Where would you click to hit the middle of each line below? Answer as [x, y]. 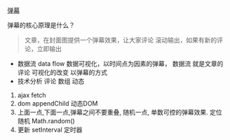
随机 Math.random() [46, 121]
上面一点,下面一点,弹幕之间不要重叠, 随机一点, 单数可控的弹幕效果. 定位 [120, 112]
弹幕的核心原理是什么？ [41, 25]
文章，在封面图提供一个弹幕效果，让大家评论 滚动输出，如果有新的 [121, 40]
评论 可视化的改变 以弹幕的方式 [62, 72]
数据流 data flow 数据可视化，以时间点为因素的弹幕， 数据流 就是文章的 [120, 64]
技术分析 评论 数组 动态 [51, 81]
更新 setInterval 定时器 [50, 129]
